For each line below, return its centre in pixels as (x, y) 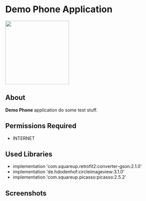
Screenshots (26, 193)
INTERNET (24, 138)
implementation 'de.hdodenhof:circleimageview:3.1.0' (68, 172)
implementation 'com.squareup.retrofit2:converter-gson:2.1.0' (77, 166)
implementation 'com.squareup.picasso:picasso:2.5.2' (69, 177)
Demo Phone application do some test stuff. (51, 110)
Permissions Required (41, 126)
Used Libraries (29, 154)
